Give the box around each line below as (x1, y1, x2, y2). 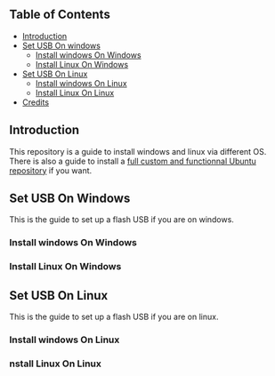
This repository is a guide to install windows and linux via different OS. (9, 146, 267, 156)
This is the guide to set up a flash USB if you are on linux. (9, 311, 219, 323)
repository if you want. (9, 164, 93, 176)
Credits (21, 97, 50, 108)
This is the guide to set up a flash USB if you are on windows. (9, 214, 234, 225)
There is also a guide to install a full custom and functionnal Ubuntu (9, 156, 256, 166)
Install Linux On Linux (35, 87, 115, 98)
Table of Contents (9, 7, 111, 22)
